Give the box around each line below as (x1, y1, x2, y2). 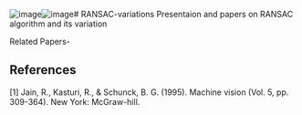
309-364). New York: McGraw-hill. (9, 96, 141, 107)
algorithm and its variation (9, 18, 108, 29)
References (9, 62, 77, 78)
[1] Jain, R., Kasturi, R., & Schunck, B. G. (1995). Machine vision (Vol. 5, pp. (9, 87, 289, 98)
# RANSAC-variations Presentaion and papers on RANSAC (73, 9, 294, 19)
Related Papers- (9, 37, 70, 47)
